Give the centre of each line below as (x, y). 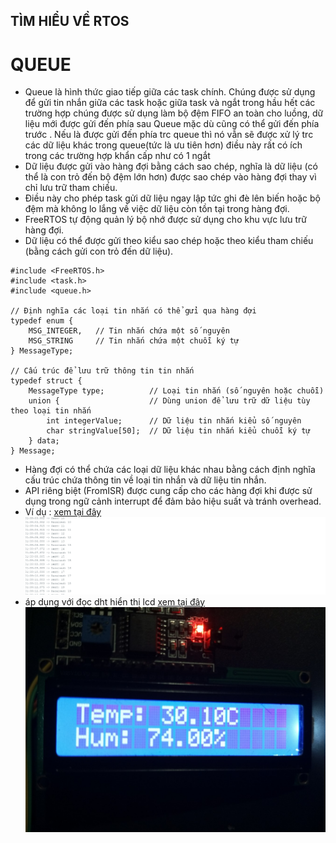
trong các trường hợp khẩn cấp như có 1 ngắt (117, 156)
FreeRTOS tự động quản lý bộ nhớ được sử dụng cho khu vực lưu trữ (165, 220)
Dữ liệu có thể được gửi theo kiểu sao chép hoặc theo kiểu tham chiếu (169, 241)
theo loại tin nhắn (51, 411)
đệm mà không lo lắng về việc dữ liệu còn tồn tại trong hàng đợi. (157, 209)
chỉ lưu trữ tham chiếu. (71, 188)
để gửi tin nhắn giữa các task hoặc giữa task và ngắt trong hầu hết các (170, 103)
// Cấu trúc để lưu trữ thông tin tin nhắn (102, 371)
